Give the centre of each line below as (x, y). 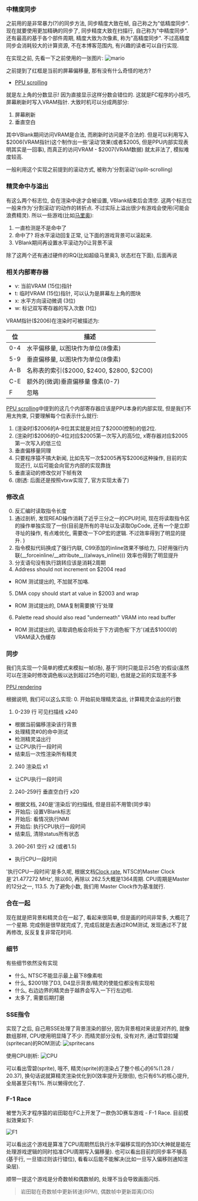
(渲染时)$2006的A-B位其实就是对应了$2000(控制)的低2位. (85, 428)
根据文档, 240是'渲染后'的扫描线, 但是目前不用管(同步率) (83, 804)
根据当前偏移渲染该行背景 (46, 725)
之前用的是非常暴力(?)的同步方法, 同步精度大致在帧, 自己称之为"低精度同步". (98, 23)
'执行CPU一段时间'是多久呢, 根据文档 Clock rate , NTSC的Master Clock (90, 872)
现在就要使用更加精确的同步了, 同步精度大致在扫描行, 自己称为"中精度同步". (97, 31)
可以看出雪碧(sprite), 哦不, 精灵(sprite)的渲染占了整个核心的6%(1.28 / (90, 1068)
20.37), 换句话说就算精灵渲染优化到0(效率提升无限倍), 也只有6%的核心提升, (98, 1076)
